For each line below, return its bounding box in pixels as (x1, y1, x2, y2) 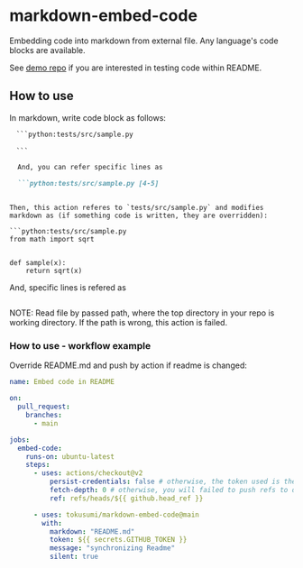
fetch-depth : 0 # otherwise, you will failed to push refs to (49, 486, 289, 495)
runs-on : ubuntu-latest (25, 452, 115, 461)
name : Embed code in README (9, 378, 115, 387)
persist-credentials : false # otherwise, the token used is (49, 477, 280, 487)
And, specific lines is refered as (9, 282, 126, 293)
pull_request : (17, 402, 70, 411)
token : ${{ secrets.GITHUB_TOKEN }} (49, 536, 188, 545)
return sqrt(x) (25, 267, 83, 276)
